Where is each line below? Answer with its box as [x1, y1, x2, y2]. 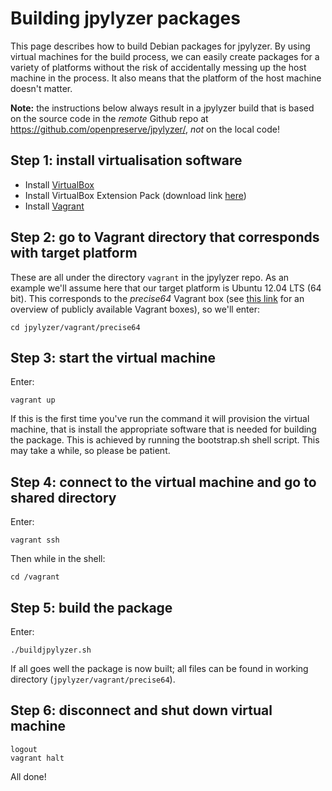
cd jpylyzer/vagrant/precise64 [10, 322, 141, 332]
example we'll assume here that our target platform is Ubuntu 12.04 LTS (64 [10, 282, 322, 294]
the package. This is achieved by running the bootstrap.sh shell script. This [10, 434, 320, 446]
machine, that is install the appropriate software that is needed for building [10, 423, 317, 436]
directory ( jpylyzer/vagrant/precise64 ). [10, 673, 176, 685]
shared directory [10, 489, 117, 506]
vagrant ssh [10, 535, 60, 546]
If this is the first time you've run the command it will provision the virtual [10, 413, 310, 425]
